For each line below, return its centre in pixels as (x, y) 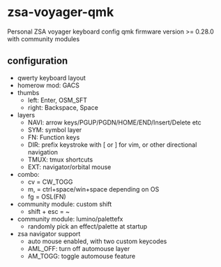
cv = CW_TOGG (50, 182)
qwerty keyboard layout (51, 78)
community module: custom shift (64, 204)
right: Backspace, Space (63, 107)
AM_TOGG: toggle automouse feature (82, 256)
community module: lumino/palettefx (70, 219)
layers (26, 115)
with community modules (44, 38)
